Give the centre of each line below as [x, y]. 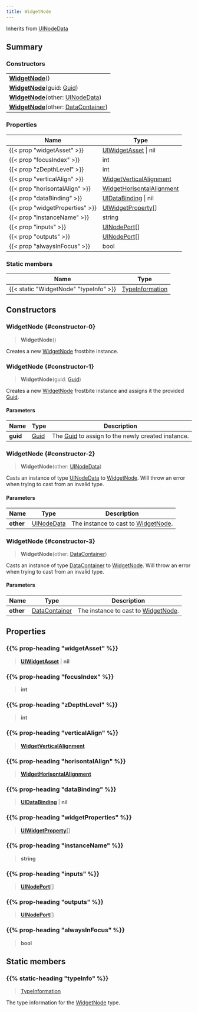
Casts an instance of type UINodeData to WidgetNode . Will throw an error [96, 478]
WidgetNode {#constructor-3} [51, 541]
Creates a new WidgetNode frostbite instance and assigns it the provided [95, 391]
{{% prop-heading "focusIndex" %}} [60, 676]
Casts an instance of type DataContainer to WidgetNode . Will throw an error [98, 565]
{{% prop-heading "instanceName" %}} [65, 845]
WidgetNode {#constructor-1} [50, 366]
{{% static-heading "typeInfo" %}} [57, 978]
